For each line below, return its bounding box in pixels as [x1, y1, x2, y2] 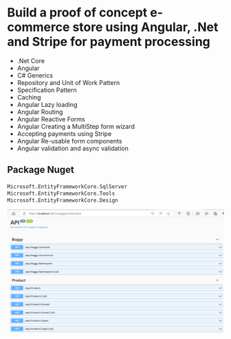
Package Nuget [7, 164, 74, 176]
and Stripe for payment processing [7, 34, 211, 49]
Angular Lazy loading [16, 100, 78, 108]
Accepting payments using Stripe [16, 129, 112, 138]
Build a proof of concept [7, 5, 148, 21]
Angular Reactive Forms [16, 115, 85, 123]
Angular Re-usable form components [16, 137, 122, 145]
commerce [7, 19, 70, 35]
